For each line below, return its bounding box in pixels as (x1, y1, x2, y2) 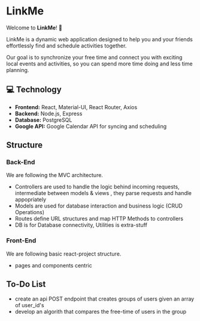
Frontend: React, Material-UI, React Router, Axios (14, 103, 138, 110)
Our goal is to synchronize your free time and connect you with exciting (6, 53, 183, 61)
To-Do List (6, 279, 46, 289)
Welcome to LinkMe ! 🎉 (6, 24, 63, 31)
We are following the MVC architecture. (6, 172, 104, 179)
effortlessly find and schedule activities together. (6, 42, 127, 49)
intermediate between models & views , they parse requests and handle (14, 190, 192, 197)
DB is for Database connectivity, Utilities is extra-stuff (14, 221, 148, 229)
